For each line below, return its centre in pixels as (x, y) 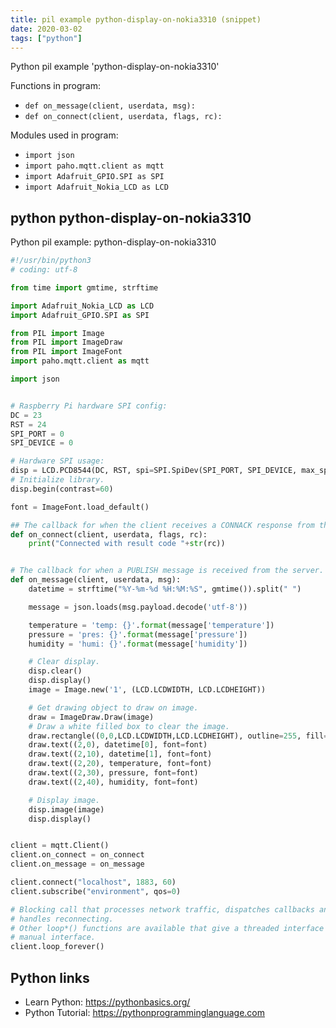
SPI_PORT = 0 (37, 434)
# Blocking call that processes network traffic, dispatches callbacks (162, 909)
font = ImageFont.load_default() (80, 507)
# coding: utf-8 (44, 270)
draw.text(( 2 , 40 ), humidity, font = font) (113, 782)
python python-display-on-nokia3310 (131, 217)
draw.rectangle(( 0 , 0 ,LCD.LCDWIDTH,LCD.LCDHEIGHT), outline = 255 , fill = (178, 736)
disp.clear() (55, 671)
